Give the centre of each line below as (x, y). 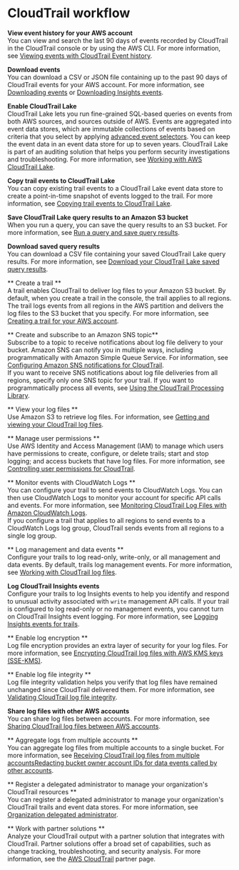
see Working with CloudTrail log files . (62, 572)
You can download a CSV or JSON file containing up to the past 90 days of (117, 77)
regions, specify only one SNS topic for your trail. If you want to (101, 380)
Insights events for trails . (44, 624)
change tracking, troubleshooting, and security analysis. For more (104, 851)
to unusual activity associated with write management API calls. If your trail (118, 601)
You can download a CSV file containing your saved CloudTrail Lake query (117, 254)
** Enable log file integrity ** (49, 674)
